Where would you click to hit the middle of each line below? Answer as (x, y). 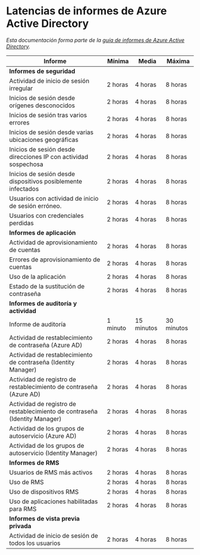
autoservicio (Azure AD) (43, 436)
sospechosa (26, 164)
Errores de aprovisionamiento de (55, 259)
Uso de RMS (26, 482)
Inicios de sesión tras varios (48, 115)
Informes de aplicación (43, 232)
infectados (24, 189)
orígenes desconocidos (42, 105)
